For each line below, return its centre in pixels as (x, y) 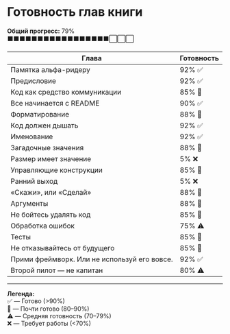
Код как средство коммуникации (66, 92)
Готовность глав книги (75, 12)
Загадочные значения (47, 147)
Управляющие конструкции (56, 170)
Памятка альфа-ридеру (50, 69)
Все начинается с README (55, 103)
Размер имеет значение (51, 158)
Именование (32, 136)
